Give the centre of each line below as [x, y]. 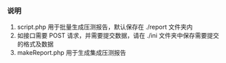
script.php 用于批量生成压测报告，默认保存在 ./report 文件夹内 [105, 27]
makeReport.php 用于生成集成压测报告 [71, 53]
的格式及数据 [35, 44]
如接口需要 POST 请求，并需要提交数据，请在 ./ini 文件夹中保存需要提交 [118, 36]
